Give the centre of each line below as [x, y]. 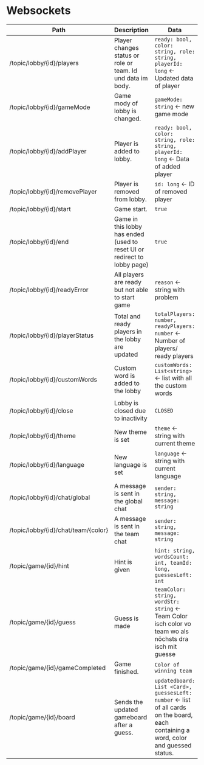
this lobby [128, 226]
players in [128, 331]
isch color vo [173, 623]
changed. [128, 118]
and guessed [173, 745]
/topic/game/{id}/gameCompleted [58, 668]
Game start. [131, 209]
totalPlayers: [175, 314]
